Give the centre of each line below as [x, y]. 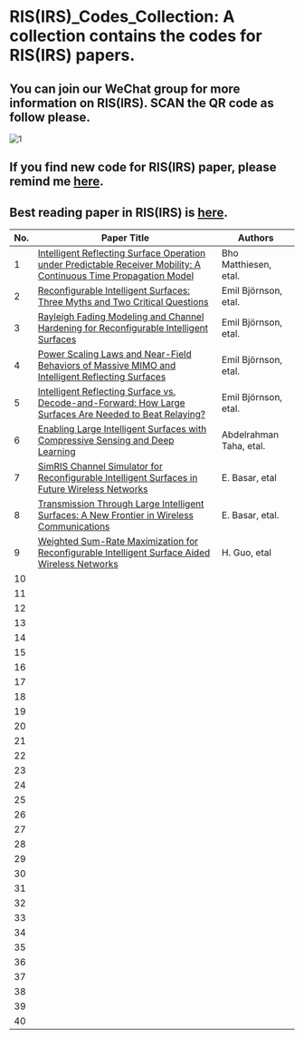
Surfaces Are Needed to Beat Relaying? [122, 415]
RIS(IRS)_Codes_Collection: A [122, 17]
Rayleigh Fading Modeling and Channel [121, 317]
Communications [74, 526]
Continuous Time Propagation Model [116, 276]
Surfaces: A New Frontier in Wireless [116, 515]
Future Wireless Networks [93, 489]
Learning [57, 452]
